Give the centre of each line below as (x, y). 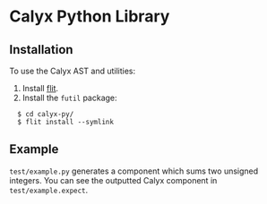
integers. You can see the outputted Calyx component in (113, 180)
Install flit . (40, 88)
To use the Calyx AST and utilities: (73, 71)
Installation (41, 50)
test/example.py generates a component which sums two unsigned (134, 171)
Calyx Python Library (90, 17)
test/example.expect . (49, 190)
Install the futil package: (70, 98)
